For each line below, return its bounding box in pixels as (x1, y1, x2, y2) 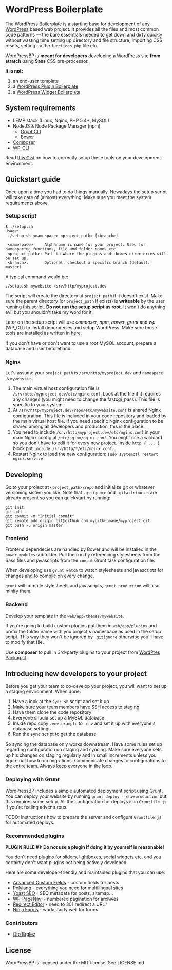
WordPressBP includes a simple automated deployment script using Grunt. (5, 787, 163, 794)
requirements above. (5, 200, 49, 206)
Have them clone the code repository (12, 709, 92, 715)
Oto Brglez (12, 931, 36, 937)
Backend (5, 601, 28, 608)
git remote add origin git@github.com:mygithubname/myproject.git (5, 518, 150, 523)
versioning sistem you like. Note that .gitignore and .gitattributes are (5, 489, 158, 495)
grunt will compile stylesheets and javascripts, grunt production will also (5, 583, 160, 589)
